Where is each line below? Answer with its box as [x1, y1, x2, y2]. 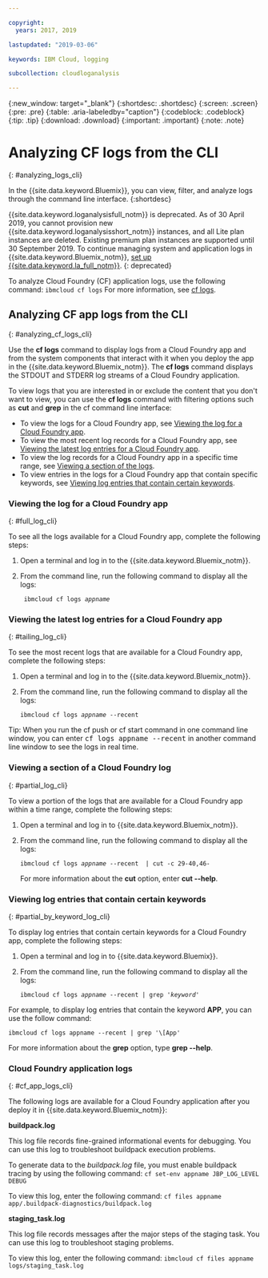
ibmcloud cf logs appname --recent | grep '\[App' [8, 1029, 181, 1038]
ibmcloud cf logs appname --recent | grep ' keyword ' [19, 991, 200, 999]
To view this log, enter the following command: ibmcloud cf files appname [8, 1253, 254, 1263]
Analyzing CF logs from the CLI [8, 143, 218, 162]
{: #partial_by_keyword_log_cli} [8, 912, 110, 921]
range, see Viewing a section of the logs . [19, 461, 155, 470]
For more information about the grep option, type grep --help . [8, 1043, 214, 1053]
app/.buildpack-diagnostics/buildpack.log [8, 1199, 152, 1208]
